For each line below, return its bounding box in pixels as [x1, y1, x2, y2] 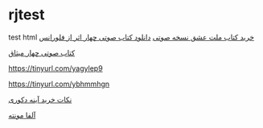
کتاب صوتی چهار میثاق [8, 47, 76, 57]
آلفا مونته [8, 110, 36, 120]
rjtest [8, 6, 46, 24]
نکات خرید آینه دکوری [8, 94, 72, 104]
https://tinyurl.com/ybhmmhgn [8, 79, 110, 89]
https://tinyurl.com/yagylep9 [8, 63, 103, 73]
